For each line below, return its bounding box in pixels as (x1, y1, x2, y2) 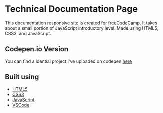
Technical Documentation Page (5, 3, 138, 15)
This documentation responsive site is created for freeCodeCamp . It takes (5, 20, 157, 26)
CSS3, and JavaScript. (5, 30, 51, 36)
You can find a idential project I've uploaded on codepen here (5, 58, 132, 64)
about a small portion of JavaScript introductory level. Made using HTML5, (5, 25, 159, 31)
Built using (5, 73, 39, 81)
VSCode (12, 102, 30, 108)
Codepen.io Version (5, 45, 69, 53)
